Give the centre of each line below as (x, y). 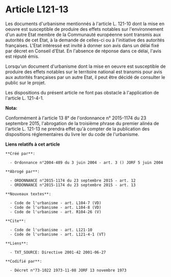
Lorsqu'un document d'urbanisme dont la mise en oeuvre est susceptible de (86, 66)
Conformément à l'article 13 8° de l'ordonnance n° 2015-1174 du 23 (76, 118)
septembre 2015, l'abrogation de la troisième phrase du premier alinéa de (82, 123)
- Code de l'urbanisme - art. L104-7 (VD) (56, 203)
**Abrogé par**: (22, 171)
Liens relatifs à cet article (33, 144)
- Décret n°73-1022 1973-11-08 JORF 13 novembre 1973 (68, 270)
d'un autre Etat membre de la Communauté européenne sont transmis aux (83, 34)
